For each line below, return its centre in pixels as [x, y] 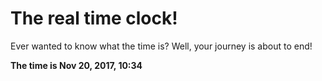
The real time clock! [94, 18]
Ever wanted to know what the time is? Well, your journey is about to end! [161, 46]
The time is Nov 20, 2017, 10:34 [76, 65]
